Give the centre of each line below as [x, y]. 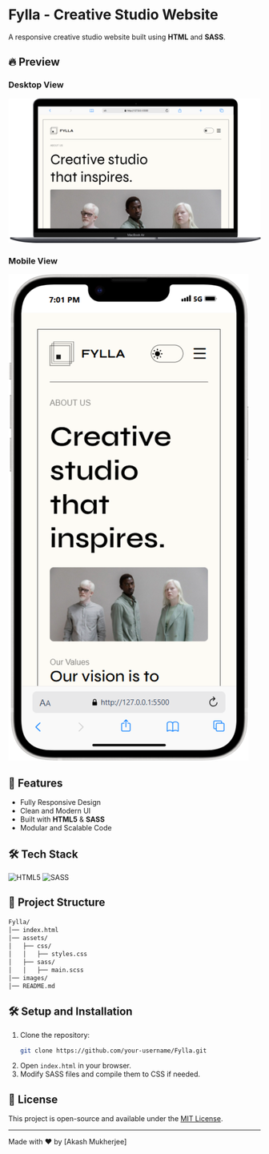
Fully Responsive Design [60, 802]
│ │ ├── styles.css [48, 954]
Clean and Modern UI [55, 811]
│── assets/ [28, 938]
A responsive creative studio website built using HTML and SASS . [117, 37]
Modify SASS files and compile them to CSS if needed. [110, 1074]
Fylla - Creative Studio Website [113, 15]
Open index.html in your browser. [76, 1066]
